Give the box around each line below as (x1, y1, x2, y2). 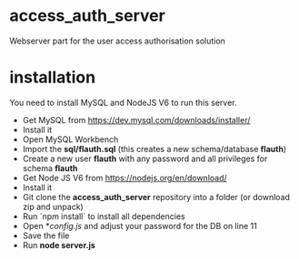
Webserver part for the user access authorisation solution (9, 35, 225, 46)
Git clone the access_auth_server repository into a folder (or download (22, 191, 291, 202)
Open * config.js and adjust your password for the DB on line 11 (22, 220, 257, 231)
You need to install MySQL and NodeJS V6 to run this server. (9, 97, 238, 108)
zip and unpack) (22, 201, 84, 212)
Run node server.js (22, 239, 95, 250)
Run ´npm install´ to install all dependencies (22, 210, 185, 222)
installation (9, 67, 96, 88)
